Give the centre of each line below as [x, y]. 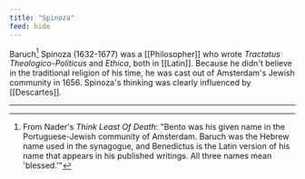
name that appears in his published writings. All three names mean [147, 156]
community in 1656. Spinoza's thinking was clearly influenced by [130, 83]
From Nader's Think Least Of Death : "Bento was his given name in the [154, 127]
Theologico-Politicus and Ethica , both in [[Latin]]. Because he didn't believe [151, 64]
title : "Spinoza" [42, 18]
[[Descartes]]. [35, 93]
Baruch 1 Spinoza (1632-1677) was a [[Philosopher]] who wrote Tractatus [145, 53]
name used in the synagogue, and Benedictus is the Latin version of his [156, 146]
